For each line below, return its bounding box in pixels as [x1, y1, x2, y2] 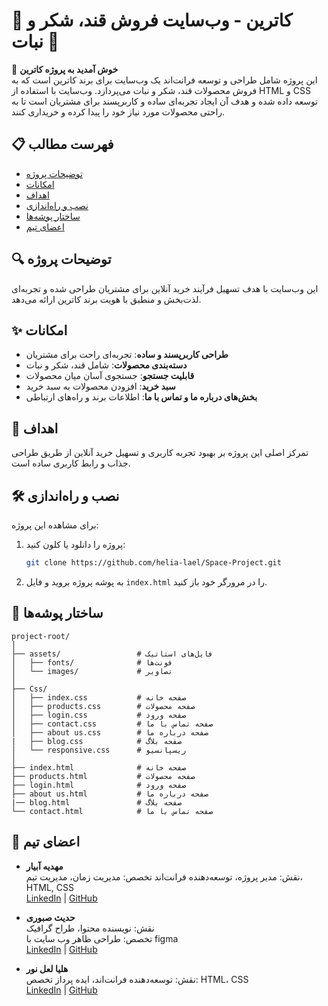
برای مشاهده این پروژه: [11, 519, 99, 531]
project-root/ [11, 631, 71, 641]
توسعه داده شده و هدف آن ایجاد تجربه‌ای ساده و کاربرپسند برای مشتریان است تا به [11, 95, 319, 107]
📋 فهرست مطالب [11, 136, 114, 153]
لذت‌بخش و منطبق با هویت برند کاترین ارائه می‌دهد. [11, 293, 202, 305]
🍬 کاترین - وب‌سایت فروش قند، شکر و [11, 9, 293, 32]
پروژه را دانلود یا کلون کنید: [25, 539, 126, 550]
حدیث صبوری [25, 911, 76, 923]
